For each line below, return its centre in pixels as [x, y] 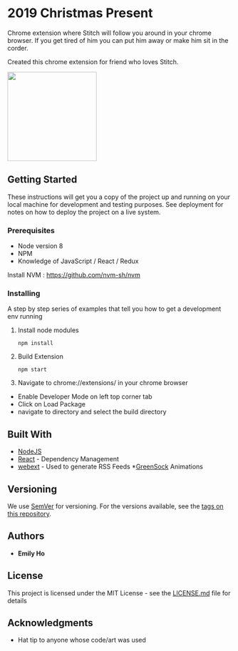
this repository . [30, 513]
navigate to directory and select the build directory [92, 412]
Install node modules [48, 330]
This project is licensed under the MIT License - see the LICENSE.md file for [119, 593]
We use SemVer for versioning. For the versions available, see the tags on [115, 506]
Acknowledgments [51, 623]
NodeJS [30, 451]
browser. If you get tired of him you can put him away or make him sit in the [118, 40]
